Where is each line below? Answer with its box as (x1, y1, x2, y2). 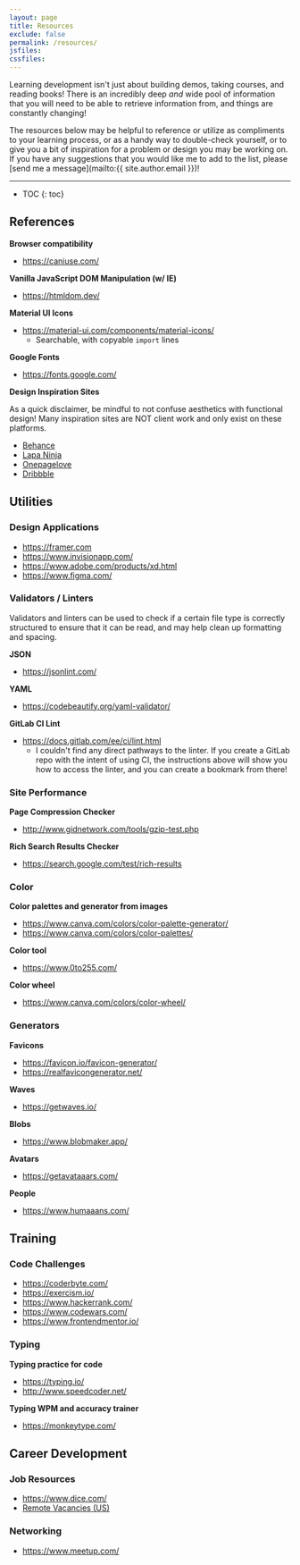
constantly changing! (9, 108, 87, 118)
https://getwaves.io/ (21, 1101, 96, 1112)
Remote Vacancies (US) (21, 1502, 110, 1513)
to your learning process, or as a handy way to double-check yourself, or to (9, 135, 287, 145)
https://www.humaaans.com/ (21, 1205, 129, 1216)
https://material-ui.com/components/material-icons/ (21, 324, 214, 335)
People (9, 1188, 36, 1199)
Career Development (9, 1446, 128, 1461)
